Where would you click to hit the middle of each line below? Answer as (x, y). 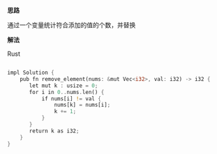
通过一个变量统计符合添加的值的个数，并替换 (72, 25)
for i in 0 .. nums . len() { (67, 92)
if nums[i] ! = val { (71, 99)
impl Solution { (31, 72)
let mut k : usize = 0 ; (63, 86)
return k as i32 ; (54, 131)
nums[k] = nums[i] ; (82, 105)
